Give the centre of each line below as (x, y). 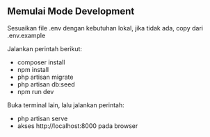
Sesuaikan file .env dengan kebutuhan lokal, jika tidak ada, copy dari (105, 28)
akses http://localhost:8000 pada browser (78, 126)
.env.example (26, 35)
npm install (33, 69)
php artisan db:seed (46, 84)
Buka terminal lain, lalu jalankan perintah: (66, 105)
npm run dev (35, 91)
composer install (41, 62)
